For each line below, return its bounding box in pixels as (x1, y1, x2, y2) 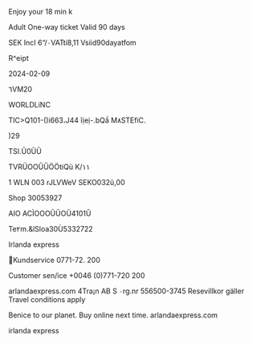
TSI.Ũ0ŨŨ (8, 147, 42, 155)
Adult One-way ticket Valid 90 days (8, 22, 126, 31)
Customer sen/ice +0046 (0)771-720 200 (8, 271, 145, 280)
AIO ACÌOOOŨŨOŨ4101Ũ (8, 208, 92, 218)
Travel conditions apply (8, 295, 86, 304)
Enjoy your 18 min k (8, 7, 73, 16)
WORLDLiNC (8, 100, 51, 109)
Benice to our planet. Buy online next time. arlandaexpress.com (8, 310, 218, 320)
